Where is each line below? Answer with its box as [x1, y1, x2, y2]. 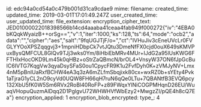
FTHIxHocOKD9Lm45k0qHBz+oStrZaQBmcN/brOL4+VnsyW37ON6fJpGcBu [6, 56, 196, 63]
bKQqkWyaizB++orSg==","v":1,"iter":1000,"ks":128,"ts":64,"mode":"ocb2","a [6, 30, 194, 38]
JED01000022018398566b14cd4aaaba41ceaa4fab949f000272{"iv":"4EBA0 [6, 24, 195, 31]
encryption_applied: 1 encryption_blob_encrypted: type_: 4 [15, 94, 160, 101]
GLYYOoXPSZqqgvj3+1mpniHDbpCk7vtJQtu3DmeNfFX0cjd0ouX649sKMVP [6, 43, 195, 50]
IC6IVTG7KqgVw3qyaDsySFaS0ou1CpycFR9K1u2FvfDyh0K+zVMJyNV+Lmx [6, 62, 195, 69]
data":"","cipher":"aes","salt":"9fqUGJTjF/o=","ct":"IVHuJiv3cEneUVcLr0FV [6, 37, 193, 44]
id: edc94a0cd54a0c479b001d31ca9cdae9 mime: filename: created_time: [6, 5, 189, 12]
